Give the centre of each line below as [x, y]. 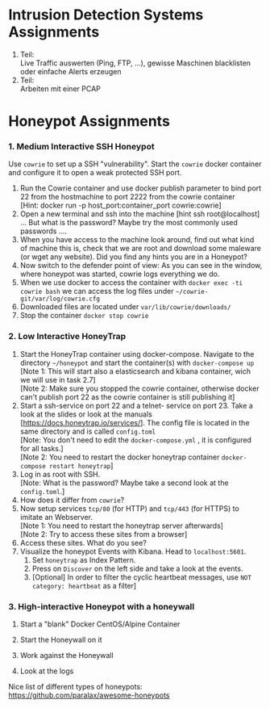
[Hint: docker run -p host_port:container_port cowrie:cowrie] [120, 205]
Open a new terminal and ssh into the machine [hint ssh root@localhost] [140, 214]
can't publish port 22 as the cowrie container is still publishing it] [127, 396]
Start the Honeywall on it [61, 640]
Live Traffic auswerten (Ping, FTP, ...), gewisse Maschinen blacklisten [135, 63]
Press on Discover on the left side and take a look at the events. [137, 568]
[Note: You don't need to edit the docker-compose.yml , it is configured [136, 440]
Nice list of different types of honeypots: [75, 687]
